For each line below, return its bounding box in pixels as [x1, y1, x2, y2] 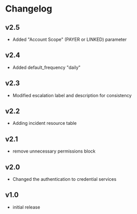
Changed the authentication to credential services [12, 176, 117, 182]
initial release [12, 204, 40, 210]
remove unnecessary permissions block [12, 148, 96, 154]
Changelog [5, 3, 52, 15]
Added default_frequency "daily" [12, 64, 81, 70]
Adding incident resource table [12, 120, 77, 126]
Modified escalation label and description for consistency [12, 92, 132, 98]
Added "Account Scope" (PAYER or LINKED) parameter [12, 36, 127, 42]
